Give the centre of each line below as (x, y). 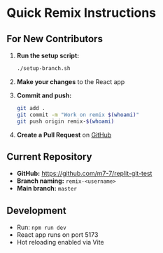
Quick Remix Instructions (81, 13)
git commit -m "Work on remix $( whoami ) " (78, 115)
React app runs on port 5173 (57, 235)
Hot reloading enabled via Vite (60, 242)
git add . (31, 108)
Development (37, 211)
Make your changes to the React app (71, 81)
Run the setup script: (48, 55)
